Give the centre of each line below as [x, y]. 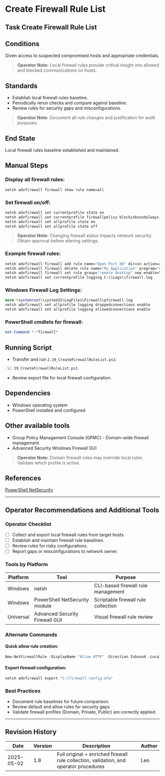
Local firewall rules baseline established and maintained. [62, 150]
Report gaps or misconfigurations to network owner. [65, 551]
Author [149, 746]
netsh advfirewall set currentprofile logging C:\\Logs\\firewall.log [79, 278]
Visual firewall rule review [124, 617]
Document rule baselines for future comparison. [61, 702]
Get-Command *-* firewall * [31, 332]
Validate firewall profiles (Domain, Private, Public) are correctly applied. [84, 712]
